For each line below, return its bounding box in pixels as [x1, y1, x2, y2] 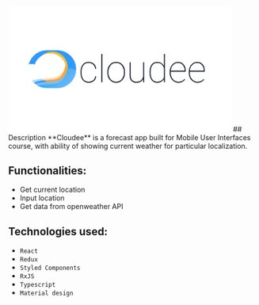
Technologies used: [8, 224, 109, 238]
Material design [19, 289, 74, 298]
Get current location [19, 185, 86, 195]
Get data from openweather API [19, 202, 124, 212]
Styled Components [19, 264, 81, 273]
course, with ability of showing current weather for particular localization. [8, 141, 248, 151]
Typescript [19, 281, 56, 289]
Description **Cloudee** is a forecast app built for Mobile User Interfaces [8, 132, 251, 142]
